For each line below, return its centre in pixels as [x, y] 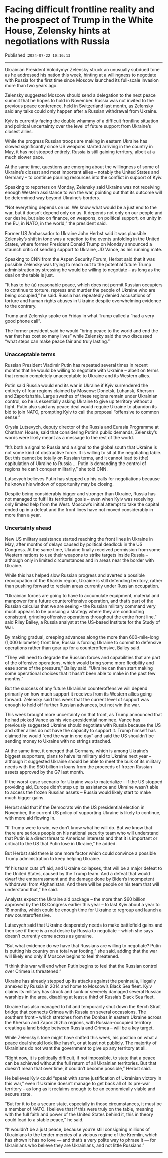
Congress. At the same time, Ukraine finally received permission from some [83, 549]
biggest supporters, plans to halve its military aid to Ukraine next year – [78, 756]
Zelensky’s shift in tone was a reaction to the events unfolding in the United [82, 239]
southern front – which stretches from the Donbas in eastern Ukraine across [83, 1017]
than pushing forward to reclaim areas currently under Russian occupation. [82, 586]
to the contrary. [21, 306]
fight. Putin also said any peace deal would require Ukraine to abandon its [81, 407]
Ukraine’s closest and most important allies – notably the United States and [82, 172]
